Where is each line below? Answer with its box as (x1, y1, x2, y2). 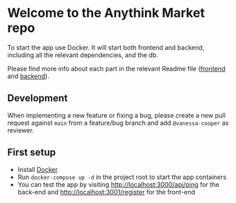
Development (7, 92, 69, 104)
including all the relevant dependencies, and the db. (7, 51, 158, 59)
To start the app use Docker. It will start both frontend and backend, (7, 43, 205, 51)
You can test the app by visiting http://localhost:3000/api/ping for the (17, 180, 220, 188)
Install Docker (17, 165, 58, 173)
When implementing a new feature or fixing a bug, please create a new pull (7, 111, 226, 119)
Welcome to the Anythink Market (7, 5, 205, 21)
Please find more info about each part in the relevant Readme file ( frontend (7, 64, 226, 73)
